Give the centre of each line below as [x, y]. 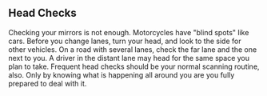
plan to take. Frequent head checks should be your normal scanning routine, [134, 66]
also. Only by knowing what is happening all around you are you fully [122, 74]
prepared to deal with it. [48, 83]
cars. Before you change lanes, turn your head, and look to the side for [125, 41]
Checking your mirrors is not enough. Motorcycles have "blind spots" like [129, 32]
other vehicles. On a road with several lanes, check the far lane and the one [133, 49]
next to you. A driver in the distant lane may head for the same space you [129, 58]
